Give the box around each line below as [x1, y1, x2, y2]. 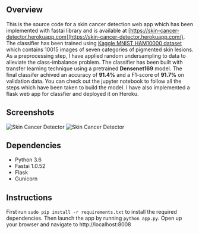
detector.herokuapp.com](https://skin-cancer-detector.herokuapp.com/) [6, 33, 184, 40]
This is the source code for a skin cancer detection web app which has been [6, 20, 194, 27]
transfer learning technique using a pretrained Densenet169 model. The [6, 65, 182, 72]
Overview [6, 5, 43, 15]
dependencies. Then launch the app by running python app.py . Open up [6, 214, 182, 222]
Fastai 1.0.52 [14, 163, 46, 170]
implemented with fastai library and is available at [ [6, 27, 131, 34]
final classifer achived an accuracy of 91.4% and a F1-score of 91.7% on [6, 71, 184, 78]
